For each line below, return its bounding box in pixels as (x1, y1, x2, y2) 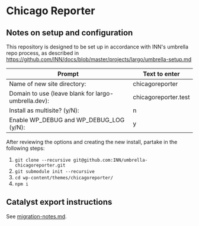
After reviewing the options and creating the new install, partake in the (6, 139, 178, 145)
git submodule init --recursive (14, 169, 95, 175)
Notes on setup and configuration (6, 28, 133, 38)
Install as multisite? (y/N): (9, 106, 79, 114)
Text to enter (143, 70, 180, 78)
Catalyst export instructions (6, 197, 113, 207)
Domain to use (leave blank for (9, 90, 95, 97)
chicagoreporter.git (14, 162, 66, 168)
